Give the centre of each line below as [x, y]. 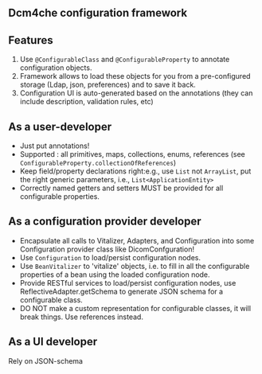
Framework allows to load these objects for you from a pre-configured [135, 76]
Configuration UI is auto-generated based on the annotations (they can [136, 93]
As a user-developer [60, 127]
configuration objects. [56, 68]
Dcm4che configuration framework [98, 13]
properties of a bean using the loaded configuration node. [115, 275]
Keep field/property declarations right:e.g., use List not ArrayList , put [135, 171]
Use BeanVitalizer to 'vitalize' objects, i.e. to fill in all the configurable [135, 266]
